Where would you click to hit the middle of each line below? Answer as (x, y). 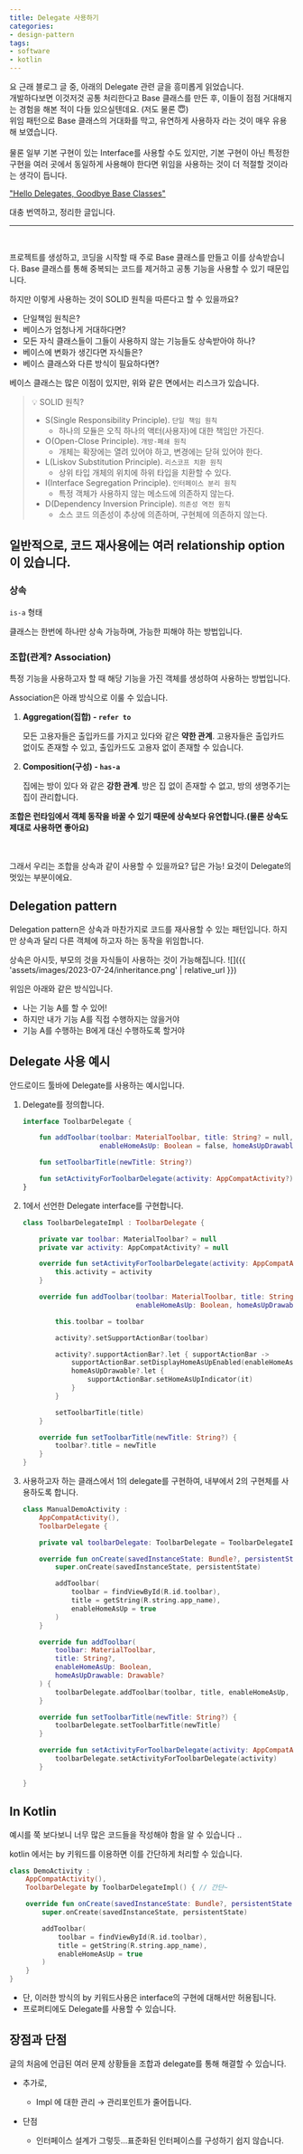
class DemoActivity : (50, 1871)
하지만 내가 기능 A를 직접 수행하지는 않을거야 (101, 1019)
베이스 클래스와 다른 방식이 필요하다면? (91, 364)
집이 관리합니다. (50, 797)
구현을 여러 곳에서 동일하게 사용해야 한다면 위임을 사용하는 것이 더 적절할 (137, 164)
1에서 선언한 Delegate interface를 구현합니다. (103, 1205)
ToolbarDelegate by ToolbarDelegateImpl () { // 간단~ (127, 1888)
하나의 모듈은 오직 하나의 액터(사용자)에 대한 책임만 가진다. (161, 431)
